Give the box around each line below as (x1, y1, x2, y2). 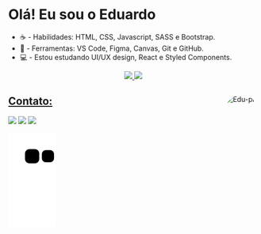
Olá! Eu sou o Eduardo (8, 6, 156, 24)
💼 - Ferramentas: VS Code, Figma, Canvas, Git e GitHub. (19, 43, 204, 53)
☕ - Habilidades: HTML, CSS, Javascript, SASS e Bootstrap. (19, 32, 216, 41)
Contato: (8, 95, 53, 108)
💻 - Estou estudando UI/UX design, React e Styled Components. (19, 52, 232, 62)
